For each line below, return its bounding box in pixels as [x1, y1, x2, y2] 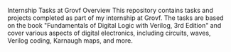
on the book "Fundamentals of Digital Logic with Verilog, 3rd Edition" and [7, 21, 222, 29]
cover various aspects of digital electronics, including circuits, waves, [7, 28, 211, 37]
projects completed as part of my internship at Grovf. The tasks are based [7, 14, 224, 22]
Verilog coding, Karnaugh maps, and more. [7, 36, 133, 45]
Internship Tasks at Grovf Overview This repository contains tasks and [7, 6, 213, 14]
